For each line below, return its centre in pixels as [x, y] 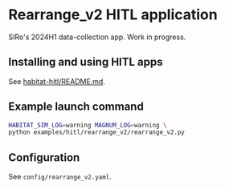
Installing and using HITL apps [86, 62]
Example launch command [76, 107]
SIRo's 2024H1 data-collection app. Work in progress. [97, 37]
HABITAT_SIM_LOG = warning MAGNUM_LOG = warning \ [88, 125]
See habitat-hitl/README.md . [57, 81]
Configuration [44, 157]
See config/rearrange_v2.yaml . [60, 177]
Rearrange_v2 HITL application [113, 15]
